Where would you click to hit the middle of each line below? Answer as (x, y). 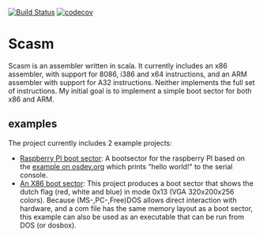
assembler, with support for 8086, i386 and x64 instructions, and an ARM (128, 74)
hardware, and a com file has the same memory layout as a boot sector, (136, 208)
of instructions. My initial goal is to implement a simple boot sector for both (130, 91)
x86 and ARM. (31, 99)
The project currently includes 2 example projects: (90, 143)
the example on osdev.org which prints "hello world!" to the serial (126, 166)
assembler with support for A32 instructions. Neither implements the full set (131, 82)
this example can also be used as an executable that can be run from (132, 217)
